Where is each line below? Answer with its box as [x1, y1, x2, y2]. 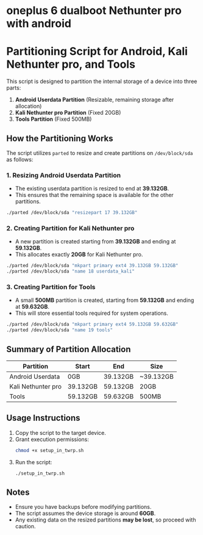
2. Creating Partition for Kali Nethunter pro [6, 224, 135, 232]
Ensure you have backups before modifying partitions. [15, 503, 152, 511]
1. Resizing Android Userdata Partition [6, 171, 121, 179]
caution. [15, 523, 36, 530]
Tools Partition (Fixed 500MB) [15, 115, 92, 123]
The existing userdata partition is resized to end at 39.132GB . [15, 185, 169, 192]
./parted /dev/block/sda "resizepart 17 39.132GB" [6, 210, 138, 216]
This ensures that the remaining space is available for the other [15, 192, 174, 199]
